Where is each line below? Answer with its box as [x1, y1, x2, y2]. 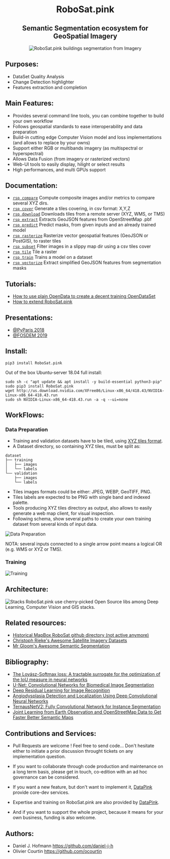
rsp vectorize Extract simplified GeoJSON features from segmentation [12, 259, 161, 265]
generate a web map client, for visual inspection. [12, 510, 115, 516]
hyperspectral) [12, 150, 44, 156]
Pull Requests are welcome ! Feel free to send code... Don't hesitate [12, 743, 155, 749]
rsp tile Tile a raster [12, 249, 57, 255]
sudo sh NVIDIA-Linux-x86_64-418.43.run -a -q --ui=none [5, 397, 128, 402]
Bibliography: [5, 658, 49, 666]
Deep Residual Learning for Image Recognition [12, 688, 110, 694]
